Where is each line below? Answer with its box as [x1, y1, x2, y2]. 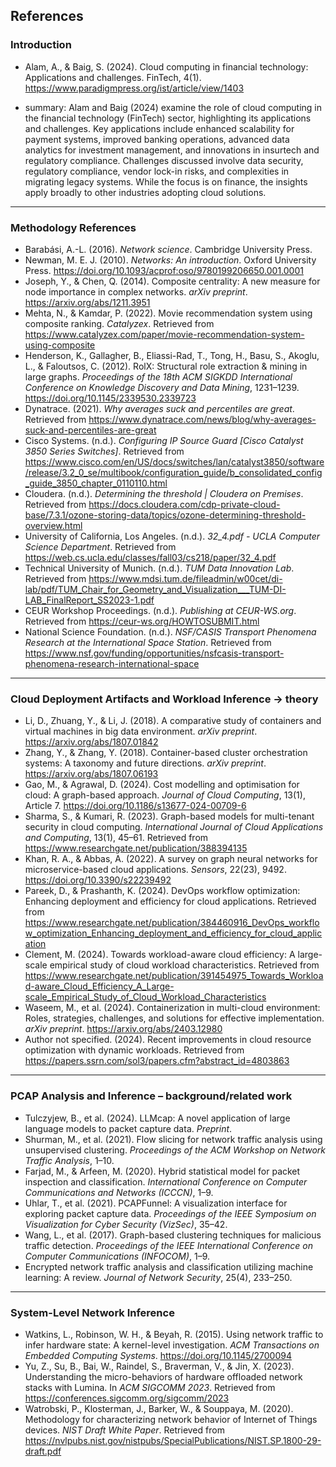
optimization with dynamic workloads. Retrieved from [24, 1044, 245, 1056]
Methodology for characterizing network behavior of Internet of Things [24, 1413, 318, 1425]
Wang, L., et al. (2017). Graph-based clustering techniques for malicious [24, 1229, 322, 1241]
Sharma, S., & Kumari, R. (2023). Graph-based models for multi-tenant [24, 810, 315, 823]
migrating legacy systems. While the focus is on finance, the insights [24, 175, 308, 188]
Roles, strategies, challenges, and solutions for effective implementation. [24, 1012, 325, 1024]
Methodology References [10, 220, 137, 234]
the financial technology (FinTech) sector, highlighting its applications [24, 112, 312, 124]
